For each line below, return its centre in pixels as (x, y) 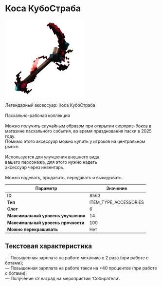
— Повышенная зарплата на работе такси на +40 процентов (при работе (81, 268)
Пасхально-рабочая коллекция (38, 115)
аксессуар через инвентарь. (35, 167)
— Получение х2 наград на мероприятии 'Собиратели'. (63, 279)
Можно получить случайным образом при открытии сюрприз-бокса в (78, 126)
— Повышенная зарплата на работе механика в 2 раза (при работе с (77, 258)
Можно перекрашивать (33, 229)
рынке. (12, 146)
